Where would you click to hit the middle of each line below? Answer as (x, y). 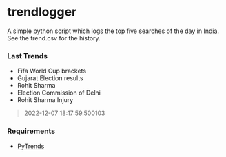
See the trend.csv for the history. (54, 38)
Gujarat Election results (50, 78)
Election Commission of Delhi (59, 93)
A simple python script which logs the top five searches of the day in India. (113, 31)
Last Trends (28, 56)
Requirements (31, 131)
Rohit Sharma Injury (45, 100)
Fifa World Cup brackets (52, 71)
